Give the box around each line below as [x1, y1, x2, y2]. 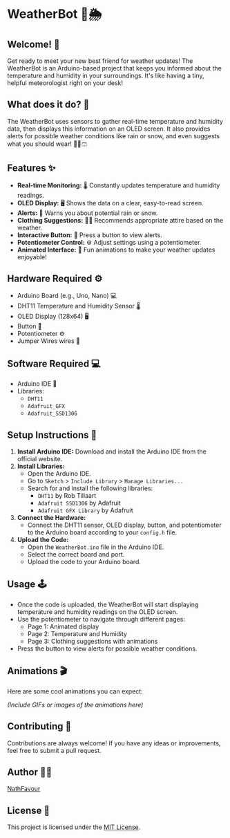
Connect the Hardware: [17, 514, 86, 522]
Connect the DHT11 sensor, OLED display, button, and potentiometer [27, 521, 222, 530]
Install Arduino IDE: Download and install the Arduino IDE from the [17, 447, 207, 456]
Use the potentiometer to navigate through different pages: [17, 615, 185, 623]
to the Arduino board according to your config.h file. [27, 528, 178, 537]
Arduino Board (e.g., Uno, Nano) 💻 [17, 292, 117, 300]
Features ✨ [7, 162, 56, 174]
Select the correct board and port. [27, 550, 125, 559]
